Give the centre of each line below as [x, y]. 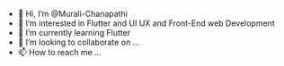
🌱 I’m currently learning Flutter [74, 33]
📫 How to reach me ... [59, 52]
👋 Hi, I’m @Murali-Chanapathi [73, 14]
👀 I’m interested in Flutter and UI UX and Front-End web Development [146, 23]
